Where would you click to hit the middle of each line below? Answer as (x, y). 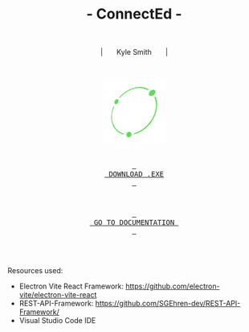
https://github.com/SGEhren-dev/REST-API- (168, 303)
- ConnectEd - (134, 14)
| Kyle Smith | (134, 52)
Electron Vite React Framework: (71, 286)
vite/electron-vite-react (58, 294)
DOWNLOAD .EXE (136, 174)
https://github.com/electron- (172, 286)
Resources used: (35, 270)
